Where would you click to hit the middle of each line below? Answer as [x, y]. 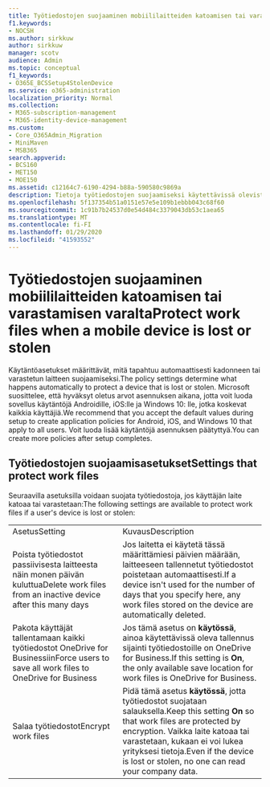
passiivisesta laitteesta [55, 565]
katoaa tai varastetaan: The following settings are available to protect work [131, 504]
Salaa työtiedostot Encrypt [61, 726]
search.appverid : [37, 157]
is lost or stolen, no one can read [184, 761]
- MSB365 [23, 150]
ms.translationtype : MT [48, 218]
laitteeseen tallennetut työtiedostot [188, 565]
